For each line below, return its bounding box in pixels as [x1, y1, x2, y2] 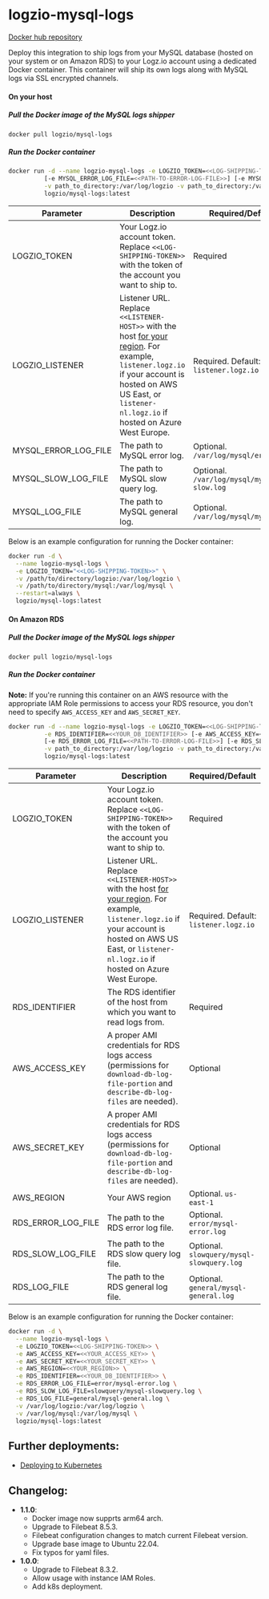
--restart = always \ [15, 590, 81, 598]
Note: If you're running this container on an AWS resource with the [8, 690, 229, 700]
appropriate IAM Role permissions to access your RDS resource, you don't [8, 698, 254, 708]
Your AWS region [106, 1192, 171, 1203]
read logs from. [106, 1017, 165, 1028]
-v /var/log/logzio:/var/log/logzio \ [15, 1402, 146, 1410]
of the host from [106, 996, 168, 1008]
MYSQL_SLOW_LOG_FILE [12, 473, 109, 484]
